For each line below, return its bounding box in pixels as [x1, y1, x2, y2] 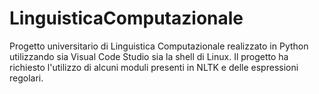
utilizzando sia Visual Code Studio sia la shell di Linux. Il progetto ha [9, 50, 289, 62]
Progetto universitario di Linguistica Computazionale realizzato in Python [9, 40, 309, 52]
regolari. [9, 72, 44, 84]
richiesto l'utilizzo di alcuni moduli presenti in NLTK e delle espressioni [9, 61, 299, 73]
